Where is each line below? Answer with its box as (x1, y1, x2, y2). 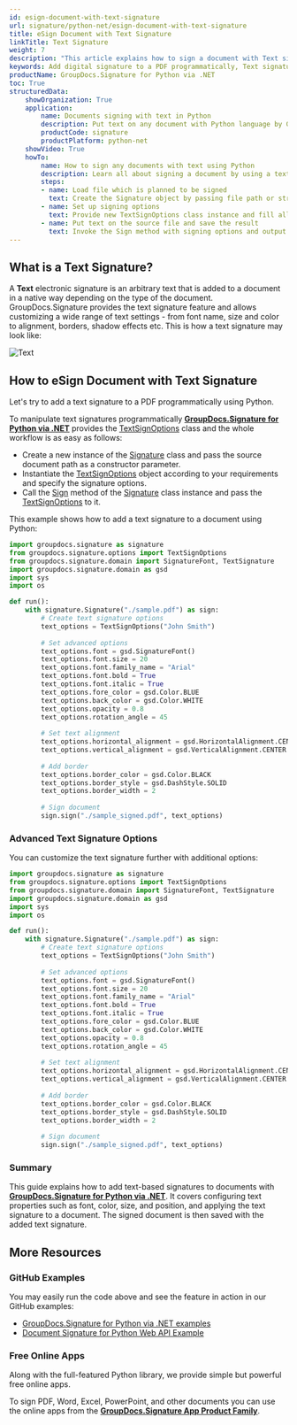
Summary (9, 1161, 53, 1174)
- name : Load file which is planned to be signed (41, 186, 227, 195)
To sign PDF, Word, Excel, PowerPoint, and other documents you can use (9, 1396, 276, 1407)
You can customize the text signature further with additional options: (9, 852, 259, 863)
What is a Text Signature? (9, 259, 153, 274)
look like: (9, 330, 42, 341)
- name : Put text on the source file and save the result (41, 219, 259, 227)
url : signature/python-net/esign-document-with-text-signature (9, 21, 247, 30)
